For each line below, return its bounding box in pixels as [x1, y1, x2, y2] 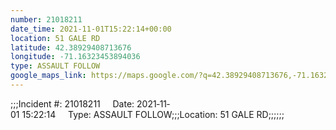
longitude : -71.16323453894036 [10, 52, 141, 62]
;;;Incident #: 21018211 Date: [10, 97, 135, 110]
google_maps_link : [10, 71, 87, 81]
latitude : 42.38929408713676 [10, 42, 132, 53]
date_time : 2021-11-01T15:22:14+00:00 [10, 24, 172, 34]
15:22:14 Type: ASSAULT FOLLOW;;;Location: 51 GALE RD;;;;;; [21, 108, 285, 120]
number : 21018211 [10, 14, 83, 25]
